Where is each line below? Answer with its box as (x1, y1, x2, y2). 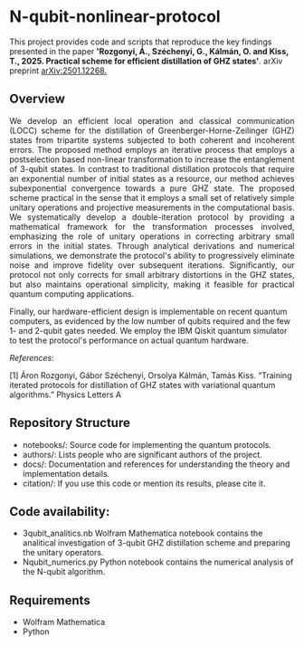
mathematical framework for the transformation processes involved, (9, 221, 295, 232)
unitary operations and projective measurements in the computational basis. (9, 202, 295, 213)
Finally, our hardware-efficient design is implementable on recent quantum (9, 306, 288, 317)
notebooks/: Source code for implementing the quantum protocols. (22, 439, 272, 450)
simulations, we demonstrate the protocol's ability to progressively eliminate (9, 250, 295, 261)
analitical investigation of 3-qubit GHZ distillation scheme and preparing (22, 537, 291, 548)
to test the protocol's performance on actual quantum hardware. (9, 335, 249, 346)
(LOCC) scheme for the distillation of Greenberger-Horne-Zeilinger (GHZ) (9, 125, 295, 136)
